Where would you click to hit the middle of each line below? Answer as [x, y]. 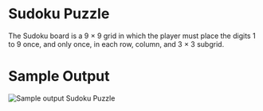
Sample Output [59, 77]
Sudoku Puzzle [59, 14]
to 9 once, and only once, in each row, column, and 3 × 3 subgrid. [116, 44]
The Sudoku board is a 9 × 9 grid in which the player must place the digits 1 [132, 36]
